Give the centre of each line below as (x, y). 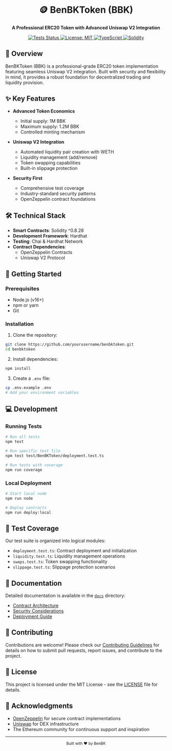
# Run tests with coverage (34, 465)
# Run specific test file (33, 451)
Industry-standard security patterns (58, 194)
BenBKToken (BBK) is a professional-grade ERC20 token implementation (82, 66)
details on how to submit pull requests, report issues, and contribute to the (84, 650)
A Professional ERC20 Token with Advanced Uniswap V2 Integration (86, 27)
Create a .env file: (31, 378)
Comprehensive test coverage (52, 188)
